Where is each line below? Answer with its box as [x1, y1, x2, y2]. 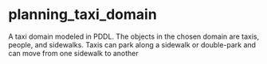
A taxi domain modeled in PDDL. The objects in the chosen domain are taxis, [8, 32, 260, 41]
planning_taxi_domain [8, 6, 157, 24]
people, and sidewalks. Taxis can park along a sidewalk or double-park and [8, 40, 257, 49]
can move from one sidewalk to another [8, 48, 139, 58]
